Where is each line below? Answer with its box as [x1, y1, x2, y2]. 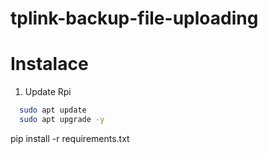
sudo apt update [19, 105, 87, 116]
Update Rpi [24, 86, 72, 98]
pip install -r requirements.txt [10, 132, 130, 144]
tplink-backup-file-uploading [10, 7, 259, 30]
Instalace [10, 53, 89, 76]
